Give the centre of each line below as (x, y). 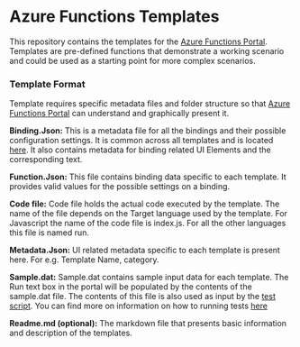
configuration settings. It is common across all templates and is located (141, 141)
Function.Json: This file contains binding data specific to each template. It (148, 177)
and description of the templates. (71, 333)
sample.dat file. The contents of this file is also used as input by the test (143, 297)
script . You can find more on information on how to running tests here (139, 306)
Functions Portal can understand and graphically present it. (119, 114)
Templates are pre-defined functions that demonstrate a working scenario (147, 50)
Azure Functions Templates (114, 17)
